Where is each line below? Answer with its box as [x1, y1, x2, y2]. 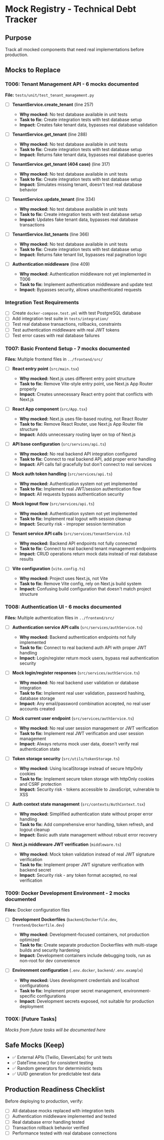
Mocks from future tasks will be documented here [5, 1027, 106, 1033]
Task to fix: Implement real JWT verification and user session [19, 730, 144, 736]
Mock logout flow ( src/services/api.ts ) [12, 501, 94, 507]
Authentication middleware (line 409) [12, 261, 90, 267]
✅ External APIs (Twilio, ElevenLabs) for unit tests [12, 1054, 113, 1060]
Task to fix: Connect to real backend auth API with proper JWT [19, 645, 147, 650]
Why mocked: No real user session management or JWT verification [19, 725, 159, 731]
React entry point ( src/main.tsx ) [12, 366, 79, 371]
